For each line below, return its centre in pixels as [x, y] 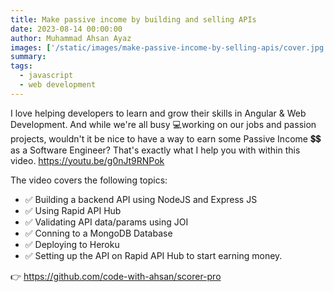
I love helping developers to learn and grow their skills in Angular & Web [158, 113]
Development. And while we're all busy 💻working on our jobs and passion [163, 124]
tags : [21, 66]
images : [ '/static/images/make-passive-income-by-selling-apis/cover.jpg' [169, 47]
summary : [28, 57]
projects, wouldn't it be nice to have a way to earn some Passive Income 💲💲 [166, 138]
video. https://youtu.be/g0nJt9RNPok [87, 160]
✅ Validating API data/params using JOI [106, 222]
